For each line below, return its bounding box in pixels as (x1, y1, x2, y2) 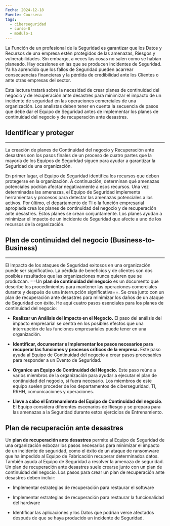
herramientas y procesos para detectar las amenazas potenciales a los (5, 194, 153, 200)
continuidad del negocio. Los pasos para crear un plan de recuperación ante (5, 469, 165, 475)
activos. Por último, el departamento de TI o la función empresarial (5, 200, 144, 206)
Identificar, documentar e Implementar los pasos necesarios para (12, 341, 153, 347)
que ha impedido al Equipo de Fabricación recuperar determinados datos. (5, 453, 159, 459)
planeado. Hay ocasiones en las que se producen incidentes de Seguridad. (5, 61, 162, 67)
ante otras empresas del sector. (5, 77, 71, 83)
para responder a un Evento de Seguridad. (12, 357, 102, 363)
